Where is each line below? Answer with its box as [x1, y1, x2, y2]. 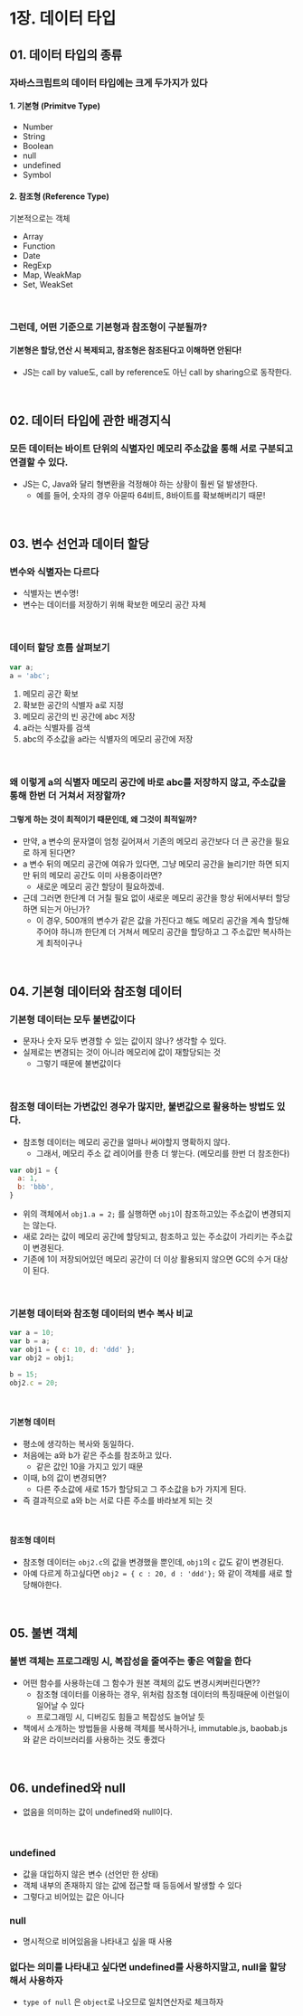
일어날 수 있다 [35, 1699, 85, 1710]
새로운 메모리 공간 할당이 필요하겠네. [35, 881, 165, 892]
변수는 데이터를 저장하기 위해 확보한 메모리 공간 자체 [22, 599, 206, 610]
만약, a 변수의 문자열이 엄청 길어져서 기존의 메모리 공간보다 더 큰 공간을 [22, 836, 273, 847]
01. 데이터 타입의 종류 [9, 47, 123, 62]
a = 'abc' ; [9, 671, 51, 680]
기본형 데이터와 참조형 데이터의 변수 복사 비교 [9, 1307, 194, 1320]
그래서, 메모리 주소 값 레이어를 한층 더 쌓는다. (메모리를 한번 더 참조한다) [35, 1148, 290, 1159]
